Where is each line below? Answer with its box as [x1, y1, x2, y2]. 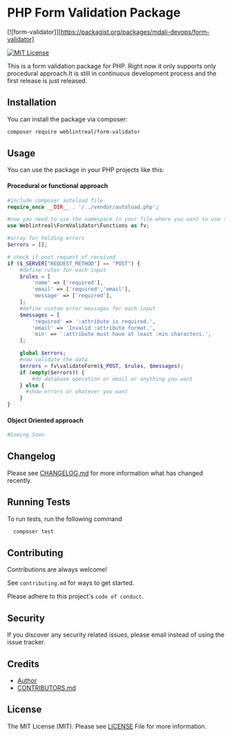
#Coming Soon [7, 431, 45, 438]
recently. [7, 476, 32, 485]
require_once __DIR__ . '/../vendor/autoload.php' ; [7, 203, 159, 210]
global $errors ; [19, 350, 67, 357]
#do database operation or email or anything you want [32, 375, 193, 382]
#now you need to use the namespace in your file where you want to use [7, 216, 221, 223]
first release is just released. [7, 76, 88, 84]
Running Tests [7, 496, 70, 508]
